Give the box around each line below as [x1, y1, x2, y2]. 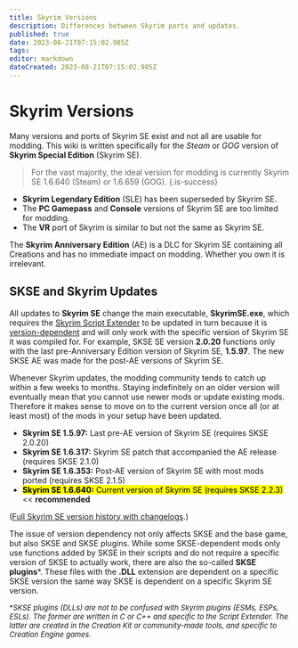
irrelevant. [9, 258, 46, 268]
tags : [9, 46, 29, 55]
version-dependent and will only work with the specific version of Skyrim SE [9, 326, 289, 337]
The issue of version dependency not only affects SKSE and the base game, [9, 528, 288, 539]
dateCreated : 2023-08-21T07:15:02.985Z [9, 63, 157, 72]
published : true [9, 29, 69, 38]
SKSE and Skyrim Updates [9, 284, 158, 299]
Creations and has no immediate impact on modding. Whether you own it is [9, 249, 286, 259]
